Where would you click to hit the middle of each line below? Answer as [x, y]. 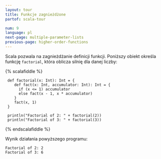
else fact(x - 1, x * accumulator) [55, 93]
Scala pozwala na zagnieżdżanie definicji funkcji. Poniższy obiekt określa [81, 56]
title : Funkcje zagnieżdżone [35, 14]
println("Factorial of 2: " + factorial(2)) [54, 115]
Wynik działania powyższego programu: [46, 138]
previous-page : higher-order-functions [47, 42]
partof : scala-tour [25, 19]
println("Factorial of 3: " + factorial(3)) [54, 120]
